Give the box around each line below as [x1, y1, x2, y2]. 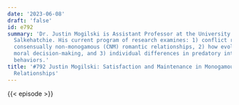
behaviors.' [14, 57, 50, 64]
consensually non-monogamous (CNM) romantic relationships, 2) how [14, 43, 218, 50]
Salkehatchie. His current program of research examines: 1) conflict [14, 37, 228, 44]
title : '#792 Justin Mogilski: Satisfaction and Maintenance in [7, 63, 202, 70]
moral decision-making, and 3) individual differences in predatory [14, 50, 221, 57]
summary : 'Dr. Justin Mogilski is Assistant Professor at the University [7, 30, 231, 38]
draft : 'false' [7, 17, 53, 24]
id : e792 [7, 23, 33, 31]
